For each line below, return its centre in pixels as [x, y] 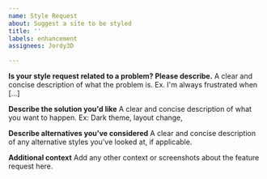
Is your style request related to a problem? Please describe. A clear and [131, 76]
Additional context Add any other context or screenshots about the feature [134, 158]
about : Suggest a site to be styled [70, 23]
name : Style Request [43, 16]
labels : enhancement [43, 38]
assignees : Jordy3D [41, 46]
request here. [31, 166]
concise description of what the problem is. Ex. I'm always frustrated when [133, 85]
